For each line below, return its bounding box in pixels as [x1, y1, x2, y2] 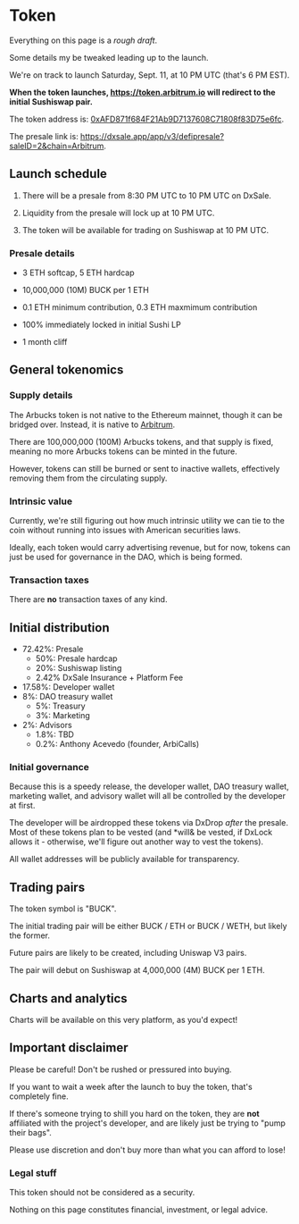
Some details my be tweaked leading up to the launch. [9, 52, 209, 63]
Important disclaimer [9, 1040, 129, 1055]
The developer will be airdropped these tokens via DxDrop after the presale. [9, 817, 288, 828]
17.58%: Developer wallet [21, 682, 115, 692]
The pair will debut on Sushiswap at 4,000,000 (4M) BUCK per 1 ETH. [9, 965, 265, 976]
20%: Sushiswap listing [35, 663, 122, 674]
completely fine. [9, 1091, 69, 1102]
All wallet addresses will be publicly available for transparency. [9, 854, 240, 865]
